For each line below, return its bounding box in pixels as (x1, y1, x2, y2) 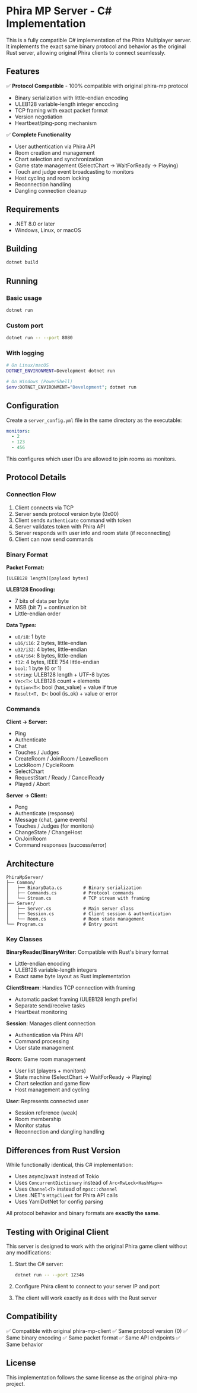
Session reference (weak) (14, 1109, 78, 1116)
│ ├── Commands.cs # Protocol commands (6, 890, 134, 896)
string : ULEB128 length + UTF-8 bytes (14, 671, 110, 678)
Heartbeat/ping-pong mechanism (14, 119, 97, 126)
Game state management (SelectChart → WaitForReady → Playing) (14, 162, 179, 169)
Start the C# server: (14, 1260, 63, 1268)
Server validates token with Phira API (14, 522, 106, 530)
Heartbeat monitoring (14, 1009, 68, 1016)
